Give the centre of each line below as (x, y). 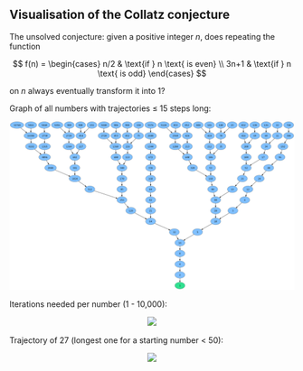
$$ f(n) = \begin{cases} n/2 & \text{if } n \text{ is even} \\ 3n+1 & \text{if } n (152, 63)
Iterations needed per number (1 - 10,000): (88, 304)
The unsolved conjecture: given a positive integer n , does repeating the (142, 36)
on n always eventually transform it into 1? (87, 90)
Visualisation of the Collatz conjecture (120, 15)
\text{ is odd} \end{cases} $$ (152, 73)
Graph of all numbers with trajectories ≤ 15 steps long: (110, 108)
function (25, 46)
